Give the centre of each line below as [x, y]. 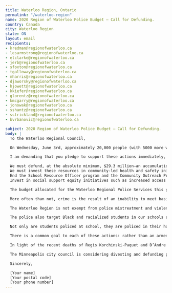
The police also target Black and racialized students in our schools [87, 217]
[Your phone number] [32, 282]
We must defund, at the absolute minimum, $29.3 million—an [75, 166]
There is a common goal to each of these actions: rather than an [82, 236]
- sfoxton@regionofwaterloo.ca [39, 67]
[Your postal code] [31, 278]
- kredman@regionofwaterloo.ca [39, 48]
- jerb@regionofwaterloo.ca [35, 62]
